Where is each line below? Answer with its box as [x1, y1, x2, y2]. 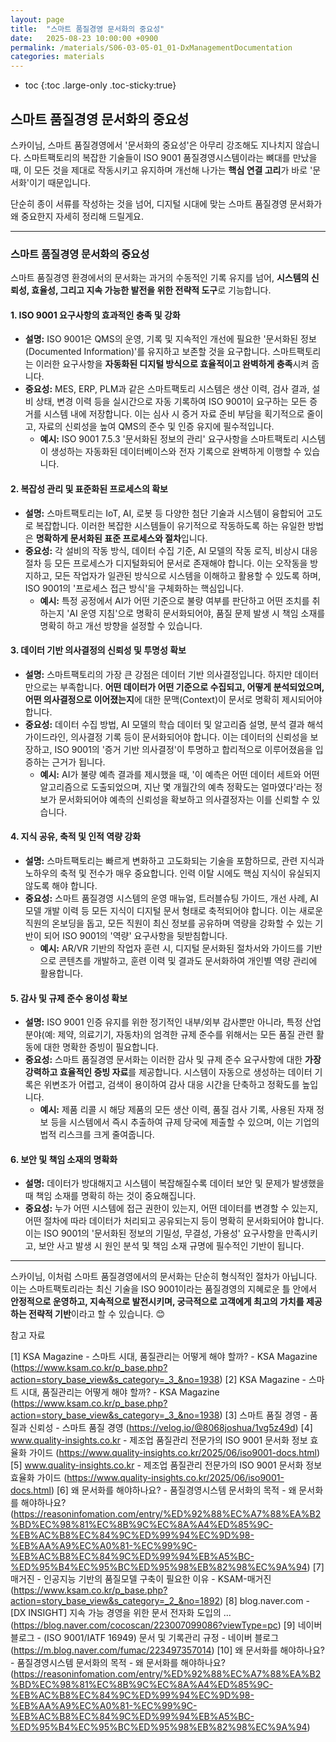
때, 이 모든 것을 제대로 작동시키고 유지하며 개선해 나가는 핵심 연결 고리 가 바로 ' [10, 164, 313, 176]
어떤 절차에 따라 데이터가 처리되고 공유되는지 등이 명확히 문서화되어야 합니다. [24, 1215, 325, 1227]
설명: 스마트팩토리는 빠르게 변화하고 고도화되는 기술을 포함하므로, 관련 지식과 [24, 855, 325, 867]
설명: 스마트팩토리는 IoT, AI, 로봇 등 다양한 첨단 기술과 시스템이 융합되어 [24, 507, 305, 519]
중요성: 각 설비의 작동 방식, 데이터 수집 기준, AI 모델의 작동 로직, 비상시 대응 [24, 544, 318, 556]
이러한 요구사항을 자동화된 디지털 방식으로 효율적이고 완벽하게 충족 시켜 [35, 358, 310, 370]
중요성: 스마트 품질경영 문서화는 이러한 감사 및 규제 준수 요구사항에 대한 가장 [24, 1054, 322, 1066]
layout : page [10, 14, 65, 25]
